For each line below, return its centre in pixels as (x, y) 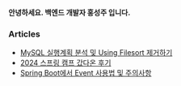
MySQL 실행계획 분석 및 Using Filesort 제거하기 (96, 52)
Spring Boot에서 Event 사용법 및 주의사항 (86, 72)
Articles (24, 34)
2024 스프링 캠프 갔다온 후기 (65, 62)
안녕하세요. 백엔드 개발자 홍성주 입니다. (69, 12)
